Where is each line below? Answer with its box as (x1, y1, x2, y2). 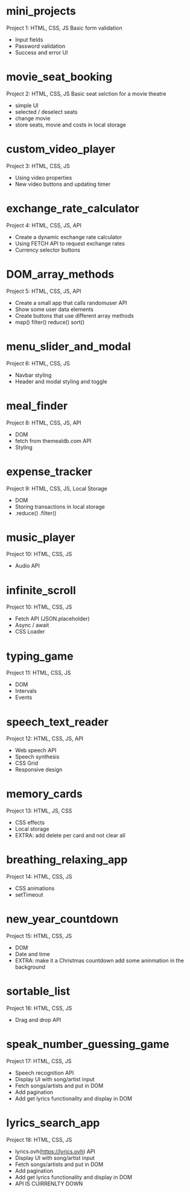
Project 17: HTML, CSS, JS (6, 1057, 72, 1064)
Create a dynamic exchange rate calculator (14, 233, 122, 240)
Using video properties (14, 174, 72, 181)
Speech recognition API (14, 1069, 74, 1076)
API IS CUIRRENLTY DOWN (14, 1180, 83, 1187)
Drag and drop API (14, 1017, 62, 1023)
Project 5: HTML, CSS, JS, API (6, 287, 81, 295)
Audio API (14, 562, 40, 569)
